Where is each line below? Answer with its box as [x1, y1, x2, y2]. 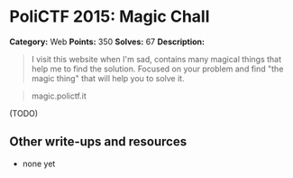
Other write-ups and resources [9, 134, 188, 150]
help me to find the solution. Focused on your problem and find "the [31, 63, 284, 74]
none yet [22, 158, 56, 169]
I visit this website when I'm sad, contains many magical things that [31, 53, 282, 64]
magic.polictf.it [31, 90, 87, 101]
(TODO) [9, 108, 39, 118]
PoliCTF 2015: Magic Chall [9, 6, 210, 27]
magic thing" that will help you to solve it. [31, 72, 185, 83]
